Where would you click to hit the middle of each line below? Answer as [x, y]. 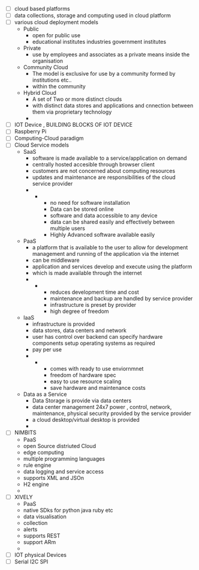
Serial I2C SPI [31, 562]
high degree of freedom [79, 311]
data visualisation [45, 517]
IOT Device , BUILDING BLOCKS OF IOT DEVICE [73, 125]
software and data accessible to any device [104, 216]
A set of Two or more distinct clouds [77, 99]
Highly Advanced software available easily [102, 235]
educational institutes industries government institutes [99, 42]
